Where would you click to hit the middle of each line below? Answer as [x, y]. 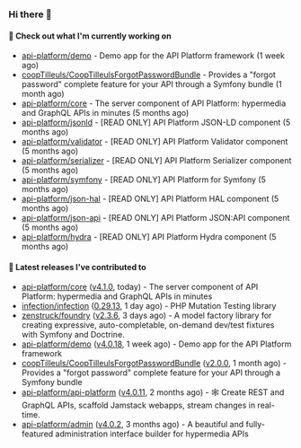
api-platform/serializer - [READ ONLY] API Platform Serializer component [156, 161]
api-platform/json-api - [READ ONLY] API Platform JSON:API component [155, 218]
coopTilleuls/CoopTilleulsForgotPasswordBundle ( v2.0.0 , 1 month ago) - [154, 364]
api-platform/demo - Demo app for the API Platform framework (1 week [153, 56]
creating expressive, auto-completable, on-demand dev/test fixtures [148, 325]
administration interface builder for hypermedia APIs [152, 434]
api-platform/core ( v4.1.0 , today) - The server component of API [140, 287]
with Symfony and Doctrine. [73, 335]
